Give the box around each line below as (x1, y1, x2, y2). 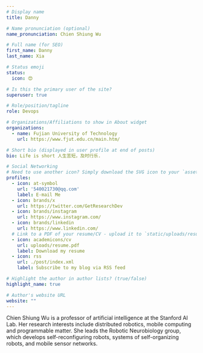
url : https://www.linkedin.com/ (17, 225, 98, 232)
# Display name (6, 8, 45, 15)
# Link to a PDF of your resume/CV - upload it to (11, 231, 142, 237)
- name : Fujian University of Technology (11, 131, 118, 137)
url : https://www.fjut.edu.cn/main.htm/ (17, 136, 120, 142)
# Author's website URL (6, 292, 66, 298)
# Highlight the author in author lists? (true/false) (6, 276, 147, 282)
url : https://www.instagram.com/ (17, 214, 101, 221)
